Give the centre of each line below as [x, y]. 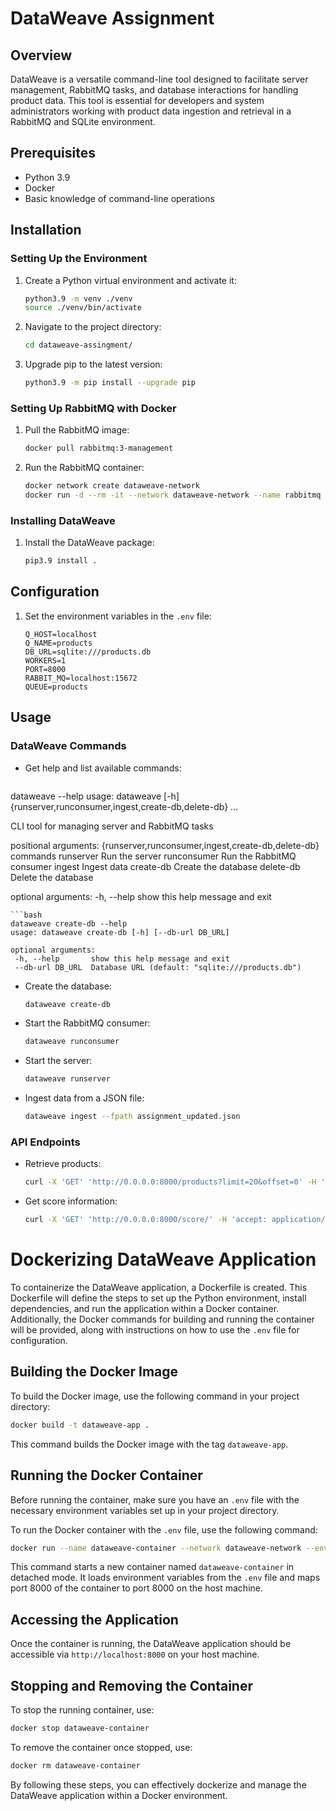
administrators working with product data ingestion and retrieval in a [151, 111]
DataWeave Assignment [112, 18]
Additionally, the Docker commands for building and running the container [162, 1319]
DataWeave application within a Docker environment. [119, 1795]
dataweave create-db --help [69, 923]
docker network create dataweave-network [112, 486]
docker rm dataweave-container [75, 1765]
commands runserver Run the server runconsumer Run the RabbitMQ [153, 856]
